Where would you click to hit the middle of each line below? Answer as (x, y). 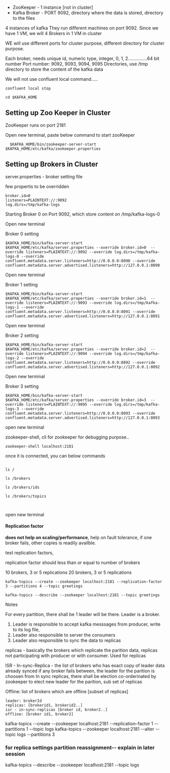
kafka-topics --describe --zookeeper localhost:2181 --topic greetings (82, 595)
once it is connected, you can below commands (55, 456)
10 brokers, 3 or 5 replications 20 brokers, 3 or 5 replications (69, 572)
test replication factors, (29, 552)
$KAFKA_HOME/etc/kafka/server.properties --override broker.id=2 (76, 349)
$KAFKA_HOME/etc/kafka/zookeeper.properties (53, 149)
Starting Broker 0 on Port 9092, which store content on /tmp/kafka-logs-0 (83, 214)
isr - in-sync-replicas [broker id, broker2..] (57, 709)
